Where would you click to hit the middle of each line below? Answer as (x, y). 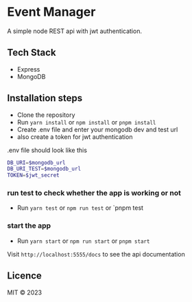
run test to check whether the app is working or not (94, 193)
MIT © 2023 (25, 292)
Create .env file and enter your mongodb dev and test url (97, 129)
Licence (25, 276)
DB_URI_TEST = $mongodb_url (44, 169)
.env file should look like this (47, 150)
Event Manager (51, 12)
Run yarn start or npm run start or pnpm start (83, 241)
